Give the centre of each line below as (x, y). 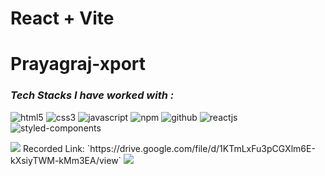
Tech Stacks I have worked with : (92, 95)
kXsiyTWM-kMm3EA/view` (66, 160)
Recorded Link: (53, 148)
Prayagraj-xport (78, 64)
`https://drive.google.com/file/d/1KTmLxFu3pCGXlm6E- (201, 148)
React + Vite (62, 18)
